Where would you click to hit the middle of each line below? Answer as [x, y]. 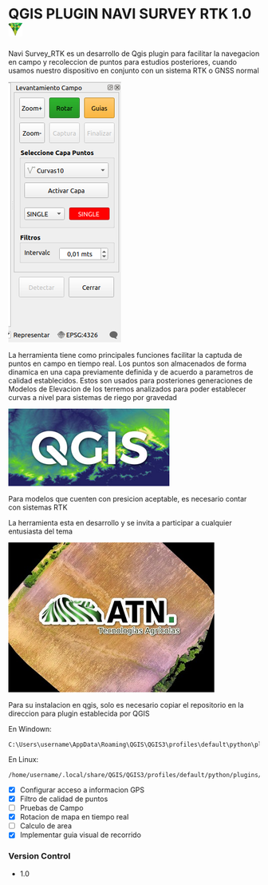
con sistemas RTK [38, 507]
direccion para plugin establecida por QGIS [79, 713]
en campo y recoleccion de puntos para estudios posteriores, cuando [123, 62]
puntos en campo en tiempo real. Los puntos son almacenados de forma [128, 363]
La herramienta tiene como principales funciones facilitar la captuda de [125, 355]
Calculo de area [45, 826]
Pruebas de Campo [51, 808]
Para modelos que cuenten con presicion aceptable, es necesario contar [128, 498]
